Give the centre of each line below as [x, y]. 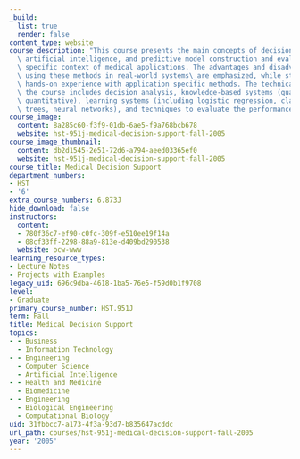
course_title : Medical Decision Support [86, 167]
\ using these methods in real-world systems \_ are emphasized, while [149, 76]
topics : [24, 333]
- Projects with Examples [57, 275]
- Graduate [29, 300]
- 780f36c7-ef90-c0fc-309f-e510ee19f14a [93, 233]
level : [21, 291]
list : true [37, 26]
